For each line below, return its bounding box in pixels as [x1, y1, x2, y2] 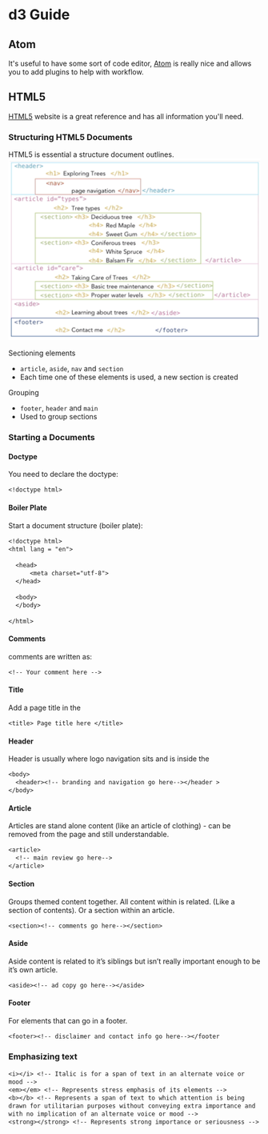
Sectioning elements [8, 348, 76, 358]
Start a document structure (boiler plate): [8, 520, 143, 530]
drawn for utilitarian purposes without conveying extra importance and [8, 1102, 256, 1110]
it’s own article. [8, 964, 58, 974]
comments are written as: [8, 651, 93, 661]
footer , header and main [19, 403, 98, 413]
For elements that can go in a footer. [8, 1016, 128, 1026]
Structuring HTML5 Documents [8, 131, 134, 142]
